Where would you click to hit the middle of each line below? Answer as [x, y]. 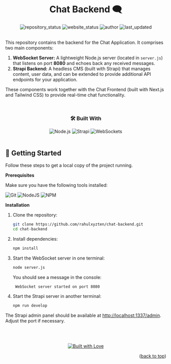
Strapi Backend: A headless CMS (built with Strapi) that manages [81, 69]
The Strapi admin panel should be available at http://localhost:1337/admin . [83, 315]
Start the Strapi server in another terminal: [57, 296]
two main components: [29, 48]
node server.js [29, 267]
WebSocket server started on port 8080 [57, 287]
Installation [17, 205]
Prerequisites [20, 175]
